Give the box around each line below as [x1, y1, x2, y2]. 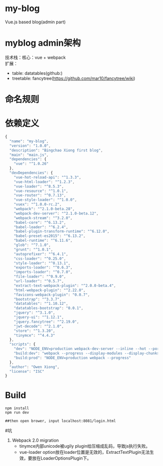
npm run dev [5, 410, 29, 415]
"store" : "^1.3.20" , [14, 328, 55, 333]
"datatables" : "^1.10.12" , [14, 301, 68, 306]
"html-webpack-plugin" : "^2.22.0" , [14, 287, 86, 293]
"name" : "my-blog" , [9, 139, 49, 144]
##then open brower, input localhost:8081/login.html [5, 418, 116, 424]
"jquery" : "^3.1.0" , [14, 310, 55, 316]
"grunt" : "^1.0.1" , [14, 247, 53, 252]
